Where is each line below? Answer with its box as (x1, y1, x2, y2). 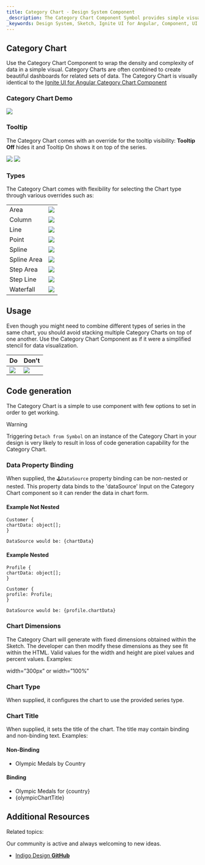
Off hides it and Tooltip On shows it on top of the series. (6, 143, 148, 151)
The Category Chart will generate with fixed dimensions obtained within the (6, 635, 196, 643)
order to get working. (6, 409, 60, 416)
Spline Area (9, 255, 43, 264)
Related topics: (6, 828, 44, 835)
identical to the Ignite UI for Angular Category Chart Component (6, 79, 167, 86)
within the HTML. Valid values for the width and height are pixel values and (6, 649, 195, 656)
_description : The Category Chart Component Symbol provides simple (6, 15, 184, 21)
